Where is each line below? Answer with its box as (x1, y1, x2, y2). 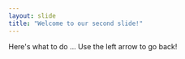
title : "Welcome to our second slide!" (8, 19, 144, 27)
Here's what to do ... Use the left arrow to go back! (8, 41, 178, 51)
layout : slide (8, 11, 57, 20)
